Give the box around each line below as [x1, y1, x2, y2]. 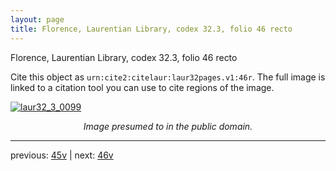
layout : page [10, 14, 65, 25]
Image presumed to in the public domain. [83, 120, 253, 132]
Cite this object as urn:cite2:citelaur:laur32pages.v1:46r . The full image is [10, 71, 326, 83]
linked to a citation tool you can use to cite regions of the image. [10, 81, 275, 93]
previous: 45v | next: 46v [10, 149, 114, 161]
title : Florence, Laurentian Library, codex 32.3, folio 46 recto [10, 24, 293, 34]
